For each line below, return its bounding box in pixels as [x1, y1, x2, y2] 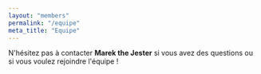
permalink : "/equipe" [8, 19, 81, 27]
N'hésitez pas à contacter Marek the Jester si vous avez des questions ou [8, 49, 254, 58]
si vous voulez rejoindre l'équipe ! [8, 56, 119, 66]
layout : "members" [8, 11, 69, 20]
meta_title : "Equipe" [8, 26, 81, 34]
